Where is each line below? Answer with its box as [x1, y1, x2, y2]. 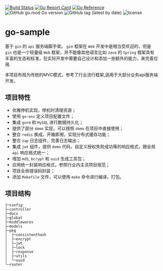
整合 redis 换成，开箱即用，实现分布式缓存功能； [12, 131, 111, 137]
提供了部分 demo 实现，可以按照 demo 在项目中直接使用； [12, 125, 124, 131]
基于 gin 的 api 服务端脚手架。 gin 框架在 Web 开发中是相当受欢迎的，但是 [5, 43, 151, 49]
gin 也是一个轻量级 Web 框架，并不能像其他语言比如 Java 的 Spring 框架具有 [5, 49, 155, 55]
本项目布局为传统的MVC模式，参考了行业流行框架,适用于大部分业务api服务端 [5, 72, 158, 78]
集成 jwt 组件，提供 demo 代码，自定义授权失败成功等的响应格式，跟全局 [12, 143, 156, 149]
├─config [5, 203, 23, 207]
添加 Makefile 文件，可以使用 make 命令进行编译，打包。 [12, 174, 124, 179]
